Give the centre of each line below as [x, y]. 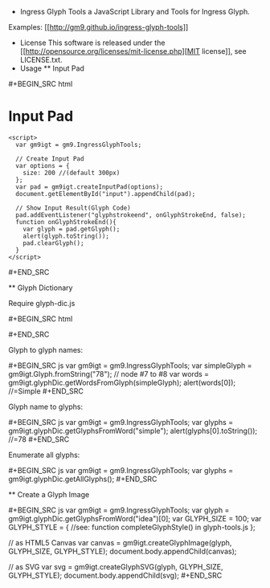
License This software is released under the [92, 43]
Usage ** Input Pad [52, 68]
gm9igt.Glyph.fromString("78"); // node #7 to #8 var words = [109, 374]
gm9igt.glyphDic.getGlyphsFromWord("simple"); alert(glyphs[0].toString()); [133, 431]
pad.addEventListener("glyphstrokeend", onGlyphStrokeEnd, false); [131, 215]
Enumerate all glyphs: [44, 455]
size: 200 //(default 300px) [72, 173]
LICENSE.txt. [41, 60]
